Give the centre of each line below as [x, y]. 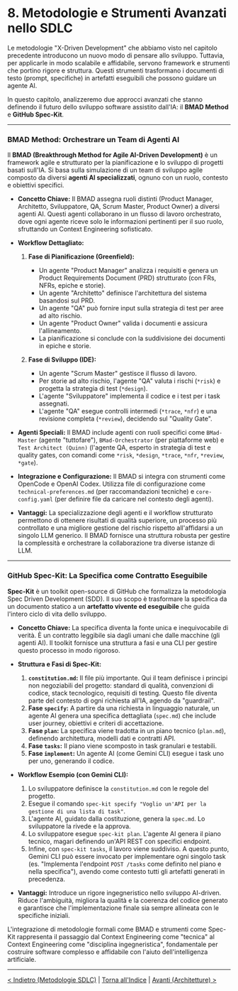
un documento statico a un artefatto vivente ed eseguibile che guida [109, 606]
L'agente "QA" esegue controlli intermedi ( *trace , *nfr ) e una [128, 411]
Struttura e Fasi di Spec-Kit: [59, 664]
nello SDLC [40, 28]
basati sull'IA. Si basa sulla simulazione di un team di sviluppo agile [105, 170]
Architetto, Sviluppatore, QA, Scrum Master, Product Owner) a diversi [118, 207]
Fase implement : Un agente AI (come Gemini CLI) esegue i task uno [126, 753]
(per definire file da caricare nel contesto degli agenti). [134, 499]
